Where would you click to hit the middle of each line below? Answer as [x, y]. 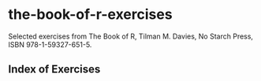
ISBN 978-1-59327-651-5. [50, 44]
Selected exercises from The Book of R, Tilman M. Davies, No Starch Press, [131, 36]
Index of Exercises [54, 70]
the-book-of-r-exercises [90, 15]
